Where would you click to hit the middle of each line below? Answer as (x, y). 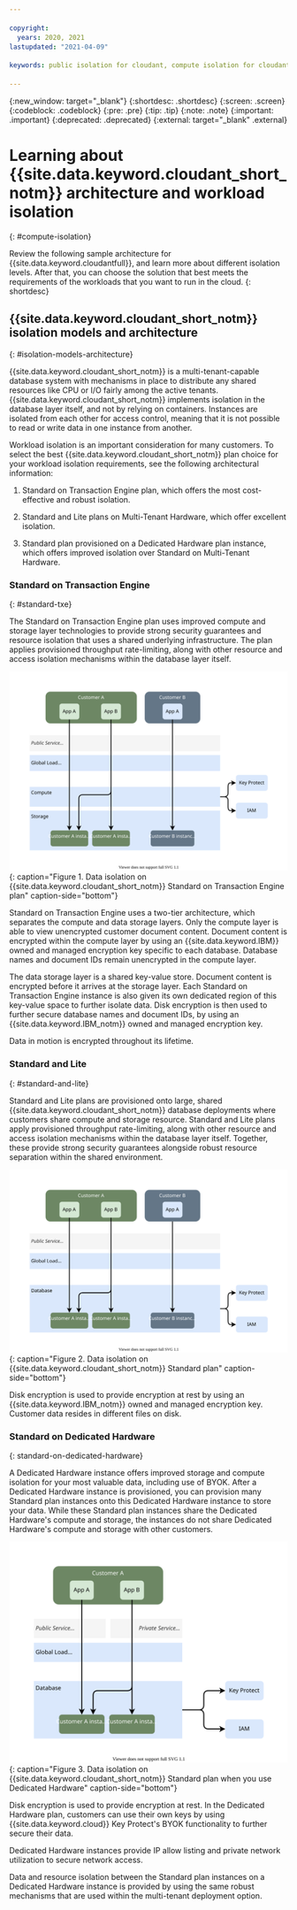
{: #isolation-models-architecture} (71, 354)
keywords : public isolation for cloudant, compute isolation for (132, 65)
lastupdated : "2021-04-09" (59, 47)
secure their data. (41, 1833)
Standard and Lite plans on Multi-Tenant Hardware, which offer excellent (154, 517)
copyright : (29, 28)
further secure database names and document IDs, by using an (124, 1015)
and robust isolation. (93, 499)
